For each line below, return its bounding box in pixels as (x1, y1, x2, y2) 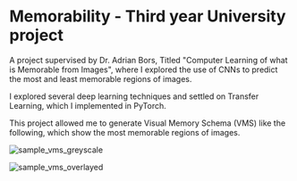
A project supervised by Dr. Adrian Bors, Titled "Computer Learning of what (9, 54, 288, 65)
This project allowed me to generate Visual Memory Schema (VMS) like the (9, 118, 286, 128)
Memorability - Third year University (9, 6, 286, 27)
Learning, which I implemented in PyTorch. (9, 100, 167, 111)
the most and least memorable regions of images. (9, 73, 192, 84)
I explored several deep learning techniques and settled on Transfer (9, 91, 259, 102)
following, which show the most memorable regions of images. (9, 127, 241, 137)
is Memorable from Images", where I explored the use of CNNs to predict (9, 64, 278, 75)
